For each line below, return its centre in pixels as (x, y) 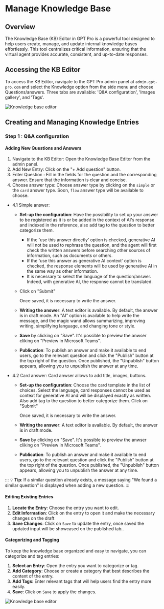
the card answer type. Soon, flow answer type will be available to (78, 191)
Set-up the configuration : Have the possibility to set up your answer (89, 215)
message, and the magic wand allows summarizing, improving (82, 321)
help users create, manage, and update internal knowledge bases (71, 44)
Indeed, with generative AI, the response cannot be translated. (90, 282)
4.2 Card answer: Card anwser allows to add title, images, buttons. (79, 376)
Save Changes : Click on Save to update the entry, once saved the (78, 523)
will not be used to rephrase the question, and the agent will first (92, 245)
